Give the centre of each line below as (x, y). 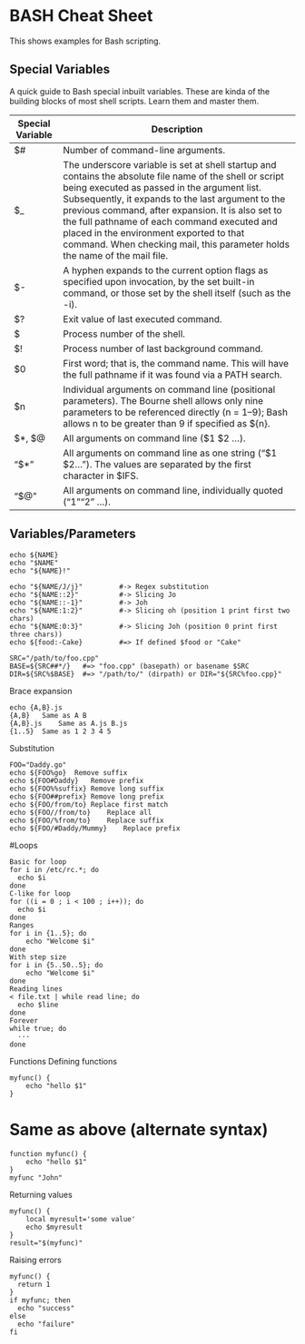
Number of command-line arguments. (144, 150)
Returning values (41, 1194)
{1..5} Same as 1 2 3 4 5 (60, 731)
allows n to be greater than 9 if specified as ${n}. (167, 423)
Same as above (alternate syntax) (139, 1129)
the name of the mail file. (116, 255)
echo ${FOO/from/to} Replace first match (89, 804)
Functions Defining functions (64, 1061)
